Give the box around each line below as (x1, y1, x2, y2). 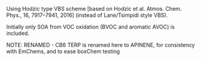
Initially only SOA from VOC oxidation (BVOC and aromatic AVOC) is (6, 24, 175, 30)
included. (6, 30, 30, 37)
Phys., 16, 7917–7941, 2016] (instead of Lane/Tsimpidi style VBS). (6, 11, 168, 19)
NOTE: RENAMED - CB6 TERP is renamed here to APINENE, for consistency (6, 42, 195, 48)
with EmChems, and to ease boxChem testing (6, 48, 120, 55)
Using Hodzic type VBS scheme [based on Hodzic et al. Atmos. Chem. (6, 5, 182, 12)
